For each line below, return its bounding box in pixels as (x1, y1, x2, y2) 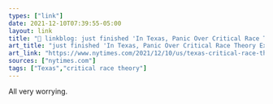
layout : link (8, 27, 53, 35)
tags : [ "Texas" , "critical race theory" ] (8, 64, 148, 73)
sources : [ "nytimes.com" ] (8, 57, 96, 65)
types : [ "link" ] (8, 11, 63, 20)
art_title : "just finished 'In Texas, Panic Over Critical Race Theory (8, 42, 256, 50)
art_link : (8, 49, 42, 57)
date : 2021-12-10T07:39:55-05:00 (8, 19, 122, 27)
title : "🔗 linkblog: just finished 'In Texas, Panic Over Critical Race (8, 34, 260, 43)
